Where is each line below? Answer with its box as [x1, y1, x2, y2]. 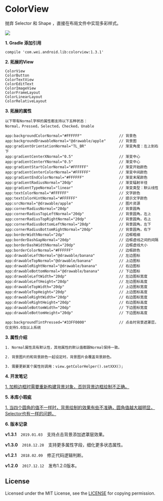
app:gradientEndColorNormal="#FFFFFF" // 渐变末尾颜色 [5, 175, 148, 180]
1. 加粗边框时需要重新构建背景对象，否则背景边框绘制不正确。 [5, 383, 130, 389]
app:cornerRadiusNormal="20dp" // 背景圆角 [5, 206, 140, 211]
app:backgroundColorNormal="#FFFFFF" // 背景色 [5, 133, 137, 138]
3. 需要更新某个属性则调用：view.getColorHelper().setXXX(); [5, 364, 124, 369]
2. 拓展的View [5, 59, 34, 65]
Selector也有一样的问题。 [5, 410, 56, 416]
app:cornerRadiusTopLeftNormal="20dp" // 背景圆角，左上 [5, 211, 151, 216]
